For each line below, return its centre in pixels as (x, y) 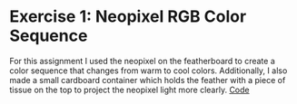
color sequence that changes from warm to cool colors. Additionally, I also (148, 71)
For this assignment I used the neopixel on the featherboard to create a (142, 61)
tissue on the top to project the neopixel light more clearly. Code (129, 90)
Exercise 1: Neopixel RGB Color (128, 17)
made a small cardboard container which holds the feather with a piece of (148, 80)
